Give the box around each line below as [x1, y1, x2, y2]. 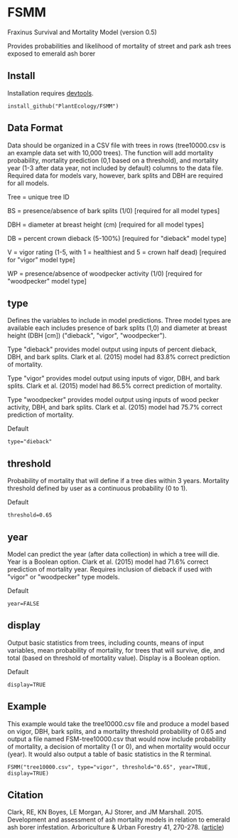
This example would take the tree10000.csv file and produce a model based [7, 719, 229, 728]
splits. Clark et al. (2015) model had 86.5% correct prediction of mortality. [7, 382, 222, 390]
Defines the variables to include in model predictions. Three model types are [7, 316, 232, 325]
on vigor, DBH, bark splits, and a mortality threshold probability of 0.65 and [7, 727, 227, 735]
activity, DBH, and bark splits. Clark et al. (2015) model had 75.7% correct [7, 403, 222, 412]
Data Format [7, 122, 63, 134]
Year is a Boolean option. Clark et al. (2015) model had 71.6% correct [7, 557, 209, 566]
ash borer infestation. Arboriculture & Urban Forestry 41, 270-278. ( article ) [7, 823, 225, 832]
